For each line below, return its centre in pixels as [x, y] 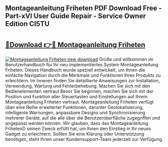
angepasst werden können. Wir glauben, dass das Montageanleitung [77, 123]
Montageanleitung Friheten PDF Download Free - [84, 8]
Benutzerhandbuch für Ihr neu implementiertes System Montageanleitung [82, 64]
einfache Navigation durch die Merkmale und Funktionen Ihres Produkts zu [83, 75]
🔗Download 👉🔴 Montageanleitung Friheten [75, 45]
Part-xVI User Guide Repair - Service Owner [76, 16]
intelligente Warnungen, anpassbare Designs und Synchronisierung [75, 113]
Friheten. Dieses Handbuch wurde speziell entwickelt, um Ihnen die [75, 70]
